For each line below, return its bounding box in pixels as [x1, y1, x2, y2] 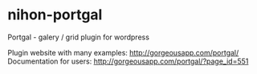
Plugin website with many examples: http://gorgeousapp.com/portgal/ [7, 47, 239, 57]
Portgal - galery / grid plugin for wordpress [7, 32, 150, 42]
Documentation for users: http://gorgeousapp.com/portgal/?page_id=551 [7, 56, 249, 66]
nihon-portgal [7, 6, 103, 24]
